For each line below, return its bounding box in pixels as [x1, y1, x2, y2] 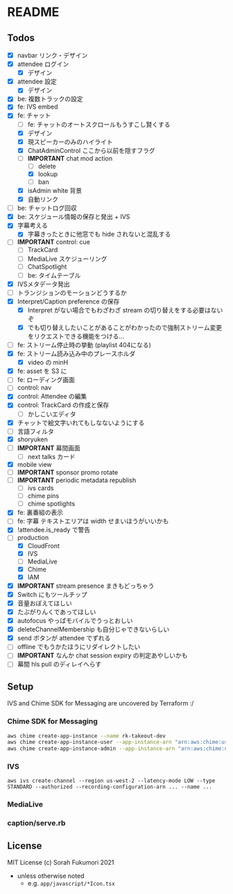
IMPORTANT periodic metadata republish [17, 476, 137, 484]
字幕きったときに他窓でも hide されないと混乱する [27, 230, 171, 239]
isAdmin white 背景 [27, 186, 83, 195]
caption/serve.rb [7, 818, 66, 828]
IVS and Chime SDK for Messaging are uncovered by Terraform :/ [7, 699, 194, 708]
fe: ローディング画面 [17, 376, 75, 384]
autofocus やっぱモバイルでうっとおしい [17, 616, 133, 625]
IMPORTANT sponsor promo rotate [17, 468, 119, 477]
